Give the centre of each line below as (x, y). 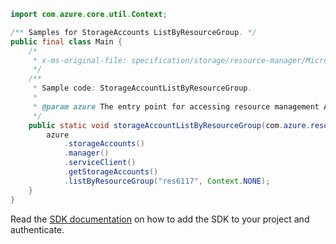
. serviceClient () (100, 163)
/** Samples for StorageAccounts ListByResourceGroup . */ (133, 32)
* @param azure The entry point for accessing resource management (176, 106)
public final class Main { (66, 41)
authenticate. (37, 229)
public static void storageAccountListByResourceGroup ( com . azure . (169, 125)
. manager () (86, 153)
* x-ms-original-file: (80, 60)
